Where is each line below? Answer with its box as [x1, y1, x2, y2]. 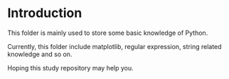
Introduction [7, 5, 82, 21]
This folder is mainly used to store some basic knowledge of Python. [7, 28, 208, 37]
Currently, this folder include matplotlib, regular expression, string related [7, 42, 222, 51]
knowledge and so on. [7, 50, 73, 58]
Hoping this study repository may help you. [7, 63, 134, 72]
